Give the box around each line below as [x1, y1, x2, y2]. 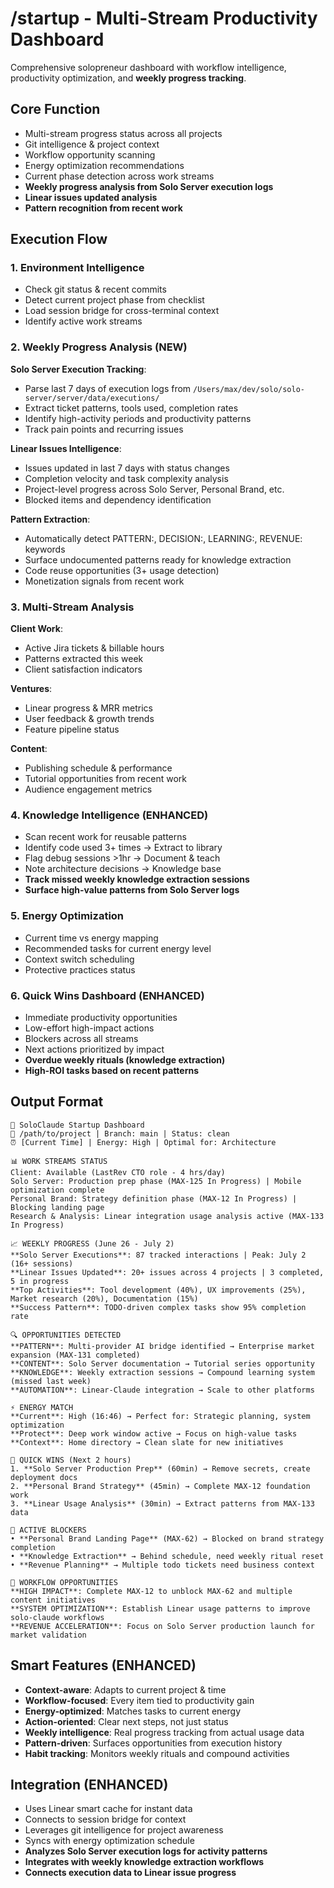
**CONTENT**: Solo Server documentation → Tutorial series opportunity [10, 1358, 315, 1369]
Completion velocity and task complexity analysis [24, 472, 229, 484]
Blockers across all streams [24, 1032, 139, 1044]
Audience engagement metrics [24, 783, 153, 796]
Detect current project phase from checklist [24, 294, 205, 306]
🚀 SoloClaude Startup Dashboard [10, 1120, 145, 1130]
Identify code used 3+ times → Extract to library [24, 842, 223, 854]
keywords [24, 543, 66, 555]
